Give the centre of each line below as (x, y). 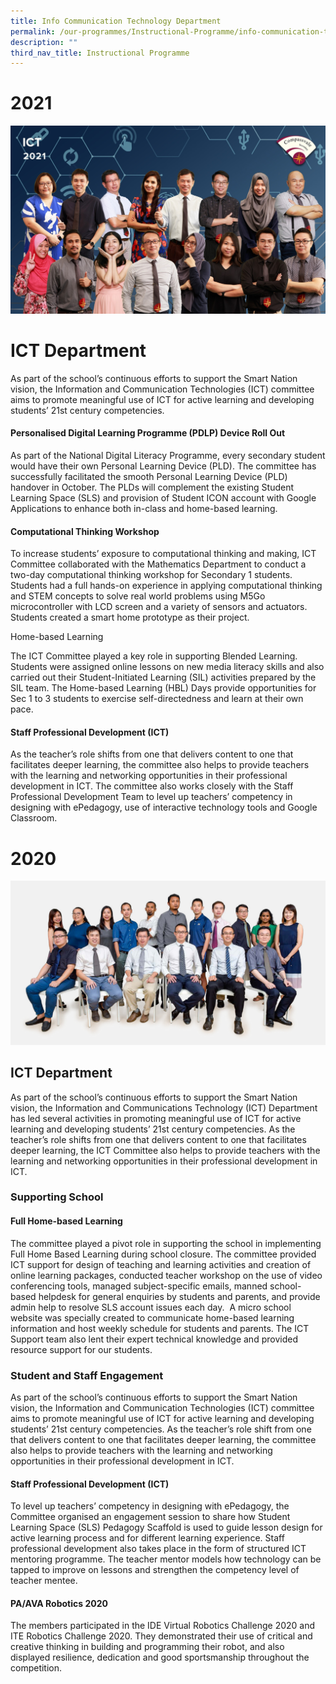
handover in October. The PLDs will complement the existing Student (152, 487)
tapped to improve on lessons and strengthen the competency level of (155, 1570)
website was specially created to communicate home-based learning (152, 1317)
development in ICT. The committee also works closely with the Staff (152, 786)
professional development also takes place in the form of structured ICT (158, 1549)
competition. (36, 1668)
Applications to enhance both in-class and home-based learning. (144, 509)
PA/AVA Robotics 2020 (59, 1603)
